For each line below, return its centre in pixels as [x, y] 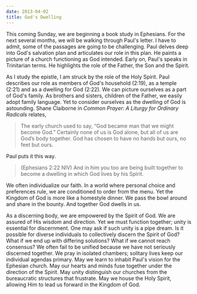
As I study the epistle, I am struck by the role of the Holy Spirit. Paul [88, 77]
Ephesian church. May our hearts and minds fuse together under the [89, 266]
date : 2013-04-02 [27, 12]
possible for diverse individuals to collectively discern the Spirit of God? [93, 234]
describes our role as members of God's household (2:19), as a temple [91, 83]
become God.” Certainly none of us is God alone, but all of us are [99, 132]
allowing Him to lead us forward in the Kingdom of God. [73, 285]
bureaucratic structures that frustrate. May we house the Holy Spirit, [89, 278]
